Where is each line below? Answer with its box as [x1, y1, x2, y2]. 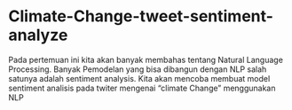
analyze [8, 25, 68, 45]
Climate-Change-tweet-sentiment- [8, 6, 274, 27]
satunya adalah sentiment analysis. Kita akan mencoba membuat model [8, 73, 271, 83]
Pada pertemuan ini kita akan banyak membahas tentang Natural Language [8, 54, 283, 65]
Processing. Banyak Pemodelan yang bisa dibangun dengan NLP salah [8, 64, 267, 75]
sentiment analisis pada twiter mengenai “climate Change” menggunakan [8, 82, 276, 93]
